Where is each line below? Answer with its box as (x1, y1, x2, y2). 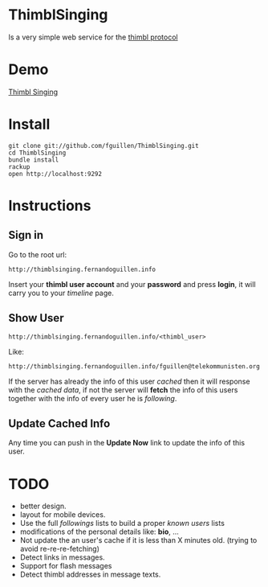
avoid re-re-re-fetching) (19, 544, 100, 554)
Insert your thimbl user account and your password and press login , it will (8, 279, 256, 289)
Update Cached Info (8, 417, 111, 431)
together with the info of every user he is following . (8, 393, 177, 403)
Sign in (8, 228, 44, 242)
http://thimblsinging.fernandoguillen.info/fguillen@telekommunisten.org (8, 362, 261, 371)
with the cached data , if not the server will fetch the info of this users (8, 384, 238, 395)
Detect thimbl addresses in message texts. (19, 569, 161, 580)
